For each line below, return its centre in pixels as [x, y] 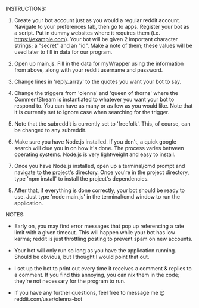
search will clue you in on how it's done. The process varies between [99, 148]
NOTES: [15, 214]
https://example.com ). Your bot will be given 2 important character [96, 39]
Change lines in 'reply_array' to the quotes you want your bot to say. [98, 81]
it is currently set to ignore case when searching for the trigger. [92, 112]
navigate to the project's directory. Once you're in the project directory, [102, 172]
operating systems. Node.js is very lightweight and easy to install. [95, 154]
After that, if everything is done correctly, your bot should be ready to [99, 190]
